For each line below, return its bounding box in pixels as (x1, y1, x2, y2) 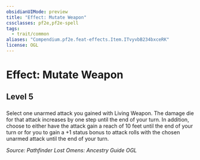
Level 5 (6, 92, 34, 102)
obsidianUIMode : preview (6, 8, 68, 15)
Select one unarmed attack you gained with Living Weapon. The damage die (6, 110, 194, 117)
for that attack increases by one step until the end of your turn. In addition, (6, 116, 189, 123)
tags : (6, 25, 20, 32)
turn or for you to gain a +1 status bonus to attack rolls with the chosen (6, 129, 180, 136)
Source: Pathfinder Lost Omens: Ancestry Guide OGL (6, 147, 137, 154)
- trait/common (11, 31, 50, 37)
